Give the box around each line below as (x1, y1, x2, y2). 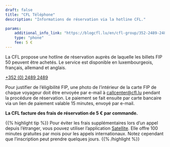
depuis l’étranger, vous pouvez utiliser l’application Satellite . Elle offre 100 (5, 125, 158, 131)
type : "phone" (14, 35, 44, 40)
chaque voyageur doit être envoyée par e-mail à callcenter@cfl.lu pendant (5, 89, 160, 95)
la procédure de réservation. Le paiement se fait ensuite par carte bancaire (5, 94, 162, 101)
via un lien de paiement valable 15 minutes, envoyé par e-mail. (5, 100, 135, 106)
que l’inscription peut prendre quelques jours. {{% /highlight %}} (5, 136, 140, 142)
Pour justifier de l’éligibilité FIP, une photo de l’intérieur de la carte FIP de (5, 84, 157, 90)
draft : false (5, 7, 33, 13)
